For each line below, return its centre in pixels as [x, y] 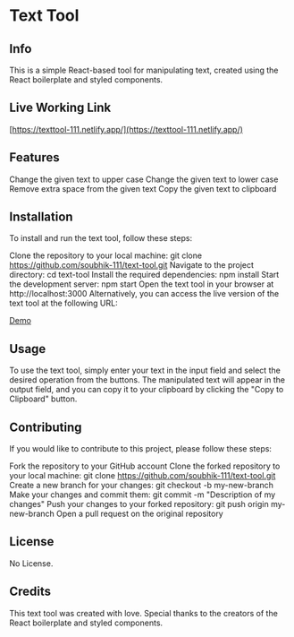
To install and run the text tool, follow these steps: [101, 238]
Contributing [46, 427]
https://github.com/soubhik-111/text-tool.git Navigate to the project [132, 265]
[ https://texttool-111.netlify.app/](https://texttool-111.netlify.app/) [126, 129]
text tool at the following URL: [63, 303]
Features [34, 158]
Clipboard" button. [43, 399]
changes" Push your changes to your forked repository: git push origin [139, 504]
